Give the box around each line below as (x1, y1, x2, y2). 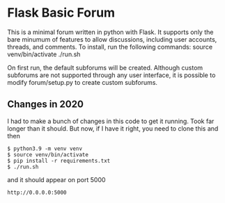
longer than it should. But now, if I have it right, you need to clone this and (7, 124, 219, 133)
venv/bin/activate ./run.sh (7, 50, 81, 58)
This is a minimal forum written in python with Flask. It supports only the (7, 28, 214, 36)
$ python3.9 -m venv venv (7, 145, 82, 152)
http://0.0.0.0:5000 (7, 189, 68, 196)
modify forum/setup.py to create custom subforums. (7, 78, 158, 86)
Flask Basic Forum (7, 5, 116, 21)
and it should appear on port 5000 (7, 175, 106, 184)
